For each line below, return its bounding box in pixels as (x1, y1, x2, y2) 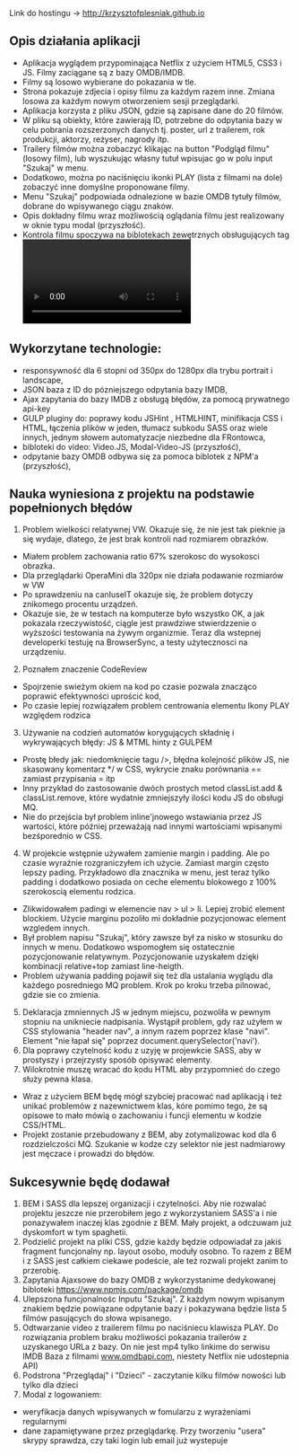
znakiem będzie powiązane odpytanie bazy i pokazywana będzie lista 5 (21, 1303, 288, 1314)
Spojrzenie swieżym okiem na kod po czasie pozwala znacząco (21, 682, 257, 692)
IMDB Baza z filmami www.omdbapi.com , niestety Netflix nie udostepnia (21, 1351, 289, 1362)
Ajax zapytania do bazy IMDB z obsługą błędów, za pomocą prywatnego (21, 393, 290, 404)
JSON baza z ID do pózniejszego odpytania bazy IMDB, (21, 384, 228, 394)
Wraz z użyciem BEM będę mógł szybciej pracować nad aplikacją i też (21, 1091, 282, 1102)
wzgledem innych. (21, 922, 90, 933)
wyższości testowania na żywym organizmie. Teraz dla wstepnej (21, 628, 262, 639)
